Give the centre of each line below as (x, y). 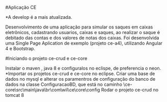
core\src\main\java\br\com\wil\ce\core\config (53, 90)
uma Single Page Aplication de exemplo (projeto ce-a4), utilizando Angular (84, 43)
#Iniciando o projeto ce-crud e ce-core (46, 58)
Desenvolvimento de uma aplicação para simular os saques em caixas (79, 27)
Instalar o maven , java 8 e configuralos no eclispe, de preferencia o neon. (83, 68)
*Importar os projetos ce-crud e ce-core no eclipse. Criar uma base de (80, 74)
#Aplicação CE (21, 7)
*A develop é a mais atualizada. (39, 17)
